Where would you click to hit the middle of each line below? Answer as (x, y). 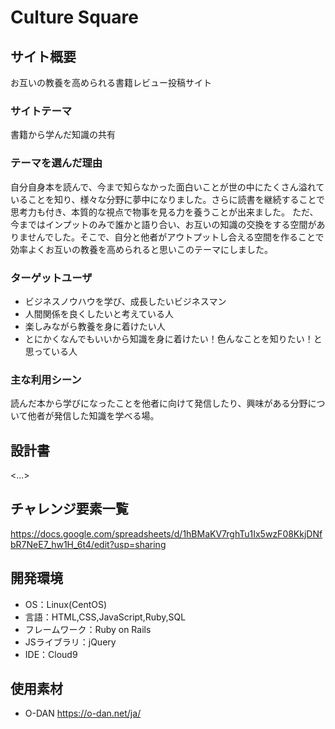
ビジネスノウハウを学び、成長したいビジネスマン (125, 301)
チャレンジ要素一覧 (69, 509)
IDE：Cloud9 (51, 654)
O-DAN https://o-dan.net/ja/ (83, 713)
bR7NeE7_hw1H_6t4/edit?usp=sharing (88, 544)
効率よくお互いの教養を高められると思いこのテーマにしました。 (141, 249)
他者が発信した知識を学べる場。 (93, 416)
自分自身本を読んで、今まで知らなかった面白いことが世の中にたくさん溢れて (167, 187)
